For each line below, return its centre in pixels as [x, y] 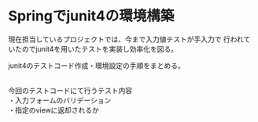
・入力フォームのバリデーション [60, 100]
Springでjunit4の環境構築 [91, 16]
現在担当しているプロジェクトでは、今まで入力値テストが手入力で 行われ [126, 39]
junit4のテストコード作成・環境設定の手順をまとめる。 [96, 65]
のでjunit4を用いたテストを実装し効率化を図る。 [100, 48]
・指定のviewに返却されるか [54, 109]
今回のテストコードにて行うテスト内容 [70, 90]
